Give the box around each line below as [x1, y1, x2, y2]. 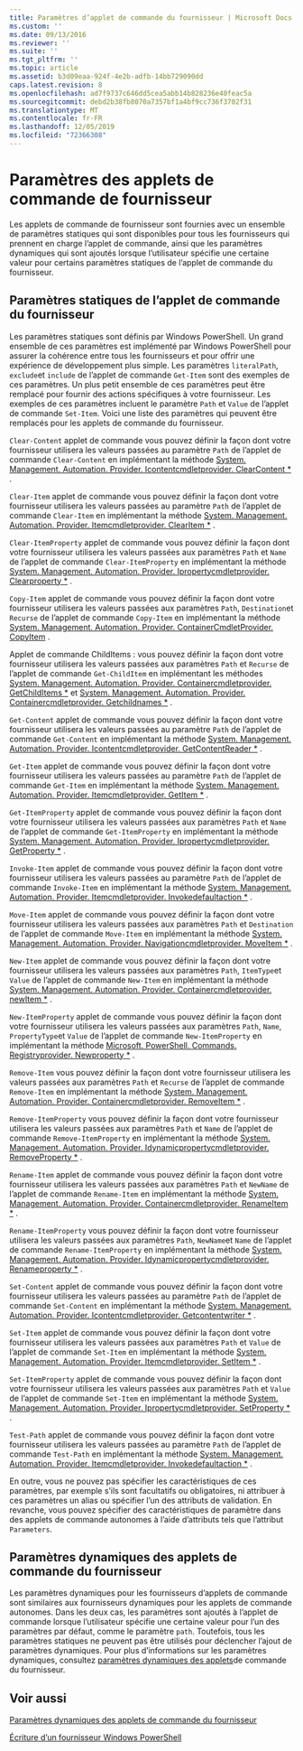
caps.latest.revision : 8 [9, 80, 103, 89]
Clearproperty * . [9, 575, 73, 586]
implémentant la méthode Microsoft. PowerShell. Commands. [9, 1039, 237, 1050]
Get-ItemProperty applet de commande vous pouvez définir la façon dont [9, 806, 282, 817]
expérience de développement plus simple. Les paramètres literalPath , [9, 359, 279, 370]
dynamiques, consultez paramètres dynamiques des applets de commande [9, 1654, 287, 1666]
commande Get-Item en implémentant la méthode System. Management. [9, 779, 280, 790]
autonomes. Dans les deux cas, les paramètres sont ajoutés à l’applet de [9, 1607, 279, 1617]
